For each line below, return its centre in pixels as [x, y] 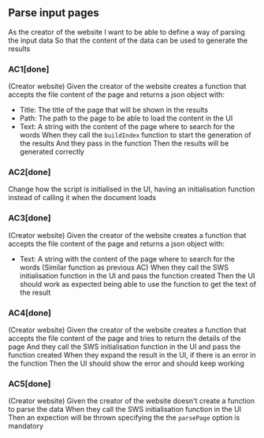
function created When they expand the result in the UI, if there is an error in [132, 355]
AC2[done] [30, 173]
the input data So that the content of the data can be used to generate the [128, 40]
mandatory [26, 426]
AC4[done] [30, 313]
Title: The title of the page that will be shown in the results [114, 110]
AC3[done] [30, 218]
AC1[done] [29, 69]
